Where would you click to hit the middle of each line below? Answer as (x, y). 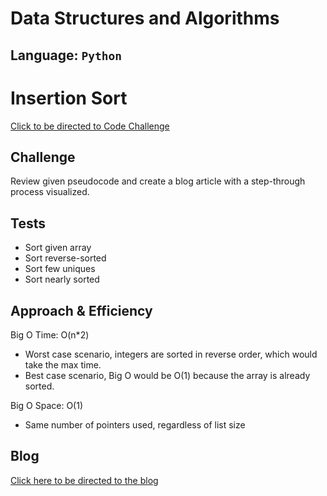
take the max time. (63, 364)
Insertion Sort (69, 98)
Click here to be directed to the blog (84, 480)
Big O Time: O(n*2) (50, 334)
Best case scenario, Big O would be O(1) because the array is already (167, 375)
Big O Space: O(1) (47, 405)
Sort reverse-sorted (65, 258)
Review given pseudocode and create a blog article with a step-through (158, 181)
